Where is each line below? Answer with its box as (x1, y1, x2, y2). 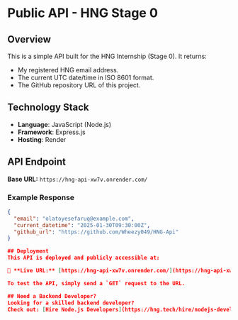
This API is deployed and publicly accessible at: (7, 254, 160, 262)
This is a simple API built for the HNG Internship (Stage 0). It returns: (7, 52, 207, 60)
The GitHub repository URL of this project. (17, 81, 141, 89)
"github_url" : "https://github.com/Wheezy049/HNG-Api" (13, 228, 179, 236)
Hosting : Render (17, 135, 67, 143)
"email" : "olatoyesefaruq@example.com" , (13, 215, 135, 222)
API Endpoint (7, 156, 66, 168)
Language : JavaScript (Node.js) (17, 120, 112, 128)
